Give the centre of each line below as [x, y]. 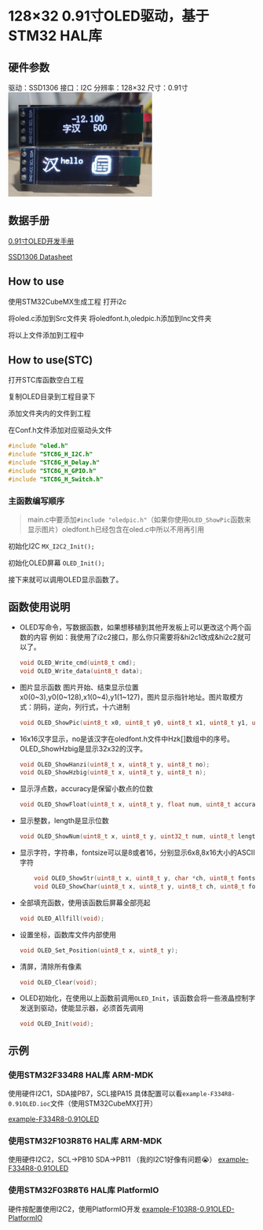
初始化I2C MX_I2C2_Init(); [51, 546]
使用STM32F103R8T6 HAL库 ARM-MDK [85, 1140]
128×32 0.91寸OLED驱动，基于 [109, 16]
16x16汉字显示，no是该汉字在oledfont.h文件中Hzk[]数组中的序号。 [126, 739]
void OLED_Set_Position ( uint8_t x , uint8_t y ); [99, 950]
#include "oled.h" [38, 446]
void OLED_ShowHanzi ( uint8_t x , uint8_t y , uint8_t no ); [115, 764]
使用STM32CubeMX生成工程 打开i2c [68, 301]
